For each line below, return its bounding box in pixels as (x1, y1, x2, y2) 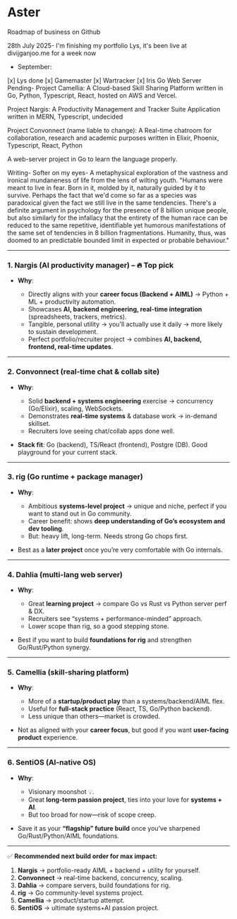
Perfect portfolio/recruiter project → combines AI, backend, (28, 335, 202, 343)
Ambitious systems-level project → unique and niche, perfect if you (28, 502, 227, 510)
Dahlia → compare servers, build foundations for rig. (17, 881, 171, 889)
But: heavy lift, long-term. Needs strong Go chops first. (28, 531, 188, 540)
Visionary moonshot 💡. (28, 787, 95, 795)
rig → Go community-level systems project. (17, 888, 145, 897)
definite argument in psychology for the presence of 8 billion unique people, (7, 206, 229, 214)
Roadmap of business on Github (7, 28, 101, 36)
